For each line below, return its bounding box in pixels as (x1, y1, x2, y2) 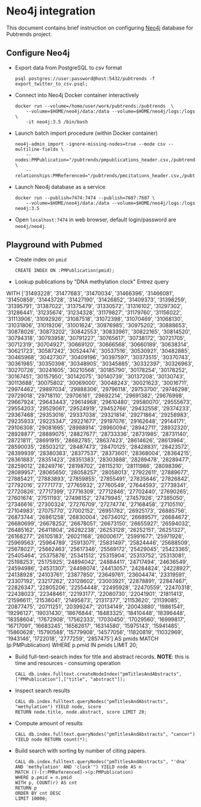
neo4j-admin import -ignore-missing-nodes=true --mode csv (14, 141, 166, 147)
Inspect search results (14, 687, 70, 694)
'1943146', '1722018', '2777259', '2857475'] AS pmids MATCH (6, 635, 159, 642)
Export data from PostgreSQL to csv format (14, 64, 122, 71)
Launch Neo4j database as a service (14, 183, 106, 190)
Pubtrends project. (6, 30, 52, 37)
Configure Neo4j (6, 48, 70, 58)
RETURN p (14, 785, 37, 791)
